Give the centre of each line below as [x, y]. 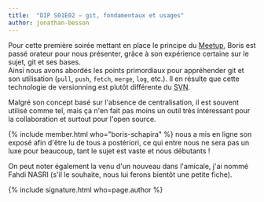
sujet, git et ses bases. [44, 62]
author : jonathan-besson [49, 23]
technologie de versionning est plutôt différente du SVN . [99, 86]
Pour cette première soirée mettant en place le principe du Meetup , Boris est [132, 45]
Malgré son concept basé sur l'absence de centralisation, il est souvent [124, 102]
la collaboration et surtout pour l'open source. [82, 119]
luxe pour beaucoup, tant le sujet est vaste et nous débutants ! [109, 151]
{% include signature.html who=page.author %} [86, 189]
